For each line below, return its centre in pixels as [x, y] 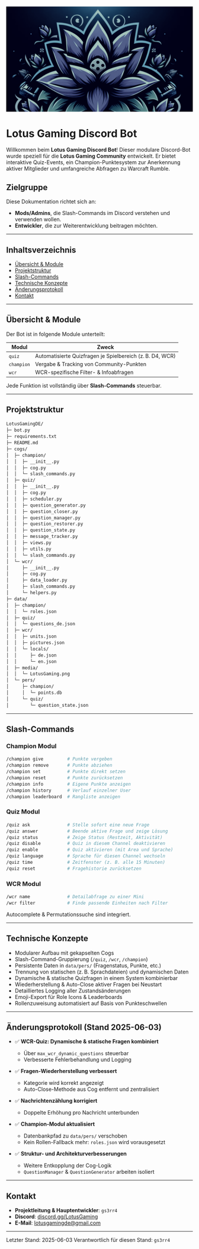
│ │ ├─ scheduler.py [34, 499]
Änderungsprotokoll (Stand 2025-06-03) [84, 1028]
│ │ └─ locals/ [28, 649]
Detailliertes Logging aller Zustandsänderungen [73, 991]
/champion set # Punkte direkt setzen [66, 772]
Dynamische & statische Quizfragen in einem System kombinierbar [96, 978]
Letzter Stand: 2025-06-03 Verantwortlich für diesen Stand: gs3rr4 [88, 1240]
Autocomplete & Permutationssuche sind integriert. [69, 914]
